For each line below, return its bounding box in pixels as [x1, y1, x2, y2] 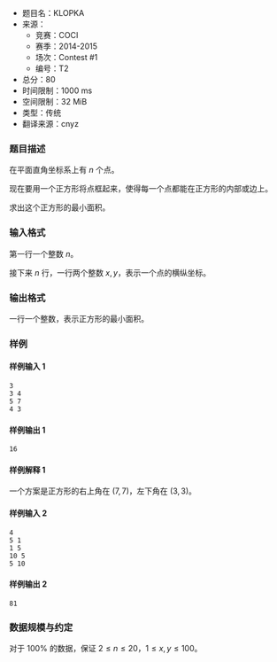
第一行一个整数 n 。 [9, 248, 79, 259]
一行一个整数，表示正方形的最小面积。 [9, 313, 149, 323]
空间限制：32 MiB [21, 97, 88, 106]
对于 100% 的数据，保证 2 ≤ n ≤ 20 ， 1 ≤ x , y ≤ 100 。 [9, 643, 203, 654]
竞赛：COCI [35, 30, 79, 40]
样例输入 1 [9, 362, 46, 372]
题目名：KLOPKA [21, 8, 85, 18]
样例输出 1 [9, 424, 46, 435]
